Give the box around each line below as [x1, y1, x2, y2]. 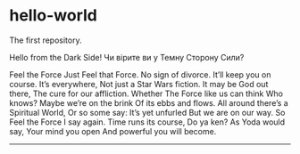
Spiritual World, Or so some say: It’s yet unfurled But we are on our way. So [9, 107, 286, 118]
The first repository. [9, 35, 82, 45]
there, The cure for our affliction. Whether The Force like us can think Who [9, 88, 284, 99]
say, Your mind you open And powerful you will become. [9, 126, 217, 136]
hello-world [9, 5, 98, 26]
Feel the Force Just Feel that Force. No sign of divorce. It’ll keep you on [9, 69, 271, 80]
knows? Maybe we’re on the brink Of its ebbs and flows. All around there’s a [9, 97, 288, 108]
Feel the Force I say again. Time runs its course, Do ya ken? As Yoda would [9, 117, 286, 127]
